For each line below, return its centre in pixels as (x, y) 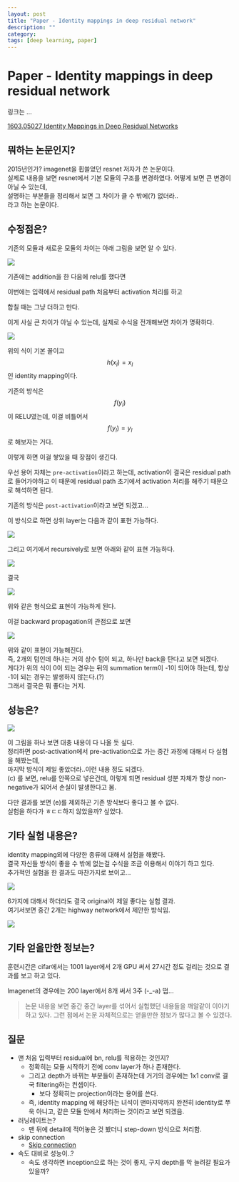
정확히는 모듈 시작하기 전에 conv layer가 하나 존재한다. (105, 1067)
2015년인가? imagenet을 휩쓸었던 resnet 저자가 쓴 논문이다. (91, 169)
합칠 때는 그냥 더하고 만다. (44, 307)
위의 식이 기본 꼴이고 (36, 350)
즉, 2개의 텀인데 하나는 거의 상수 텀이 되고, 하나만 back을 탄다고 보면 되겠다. (113, 659)
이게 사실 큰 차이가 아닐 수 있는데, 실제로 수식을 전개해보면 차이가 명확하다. (111, 322)
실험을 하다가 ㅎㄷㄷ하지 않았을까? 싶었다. (65, 811)
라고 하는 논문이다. (33, 204)
